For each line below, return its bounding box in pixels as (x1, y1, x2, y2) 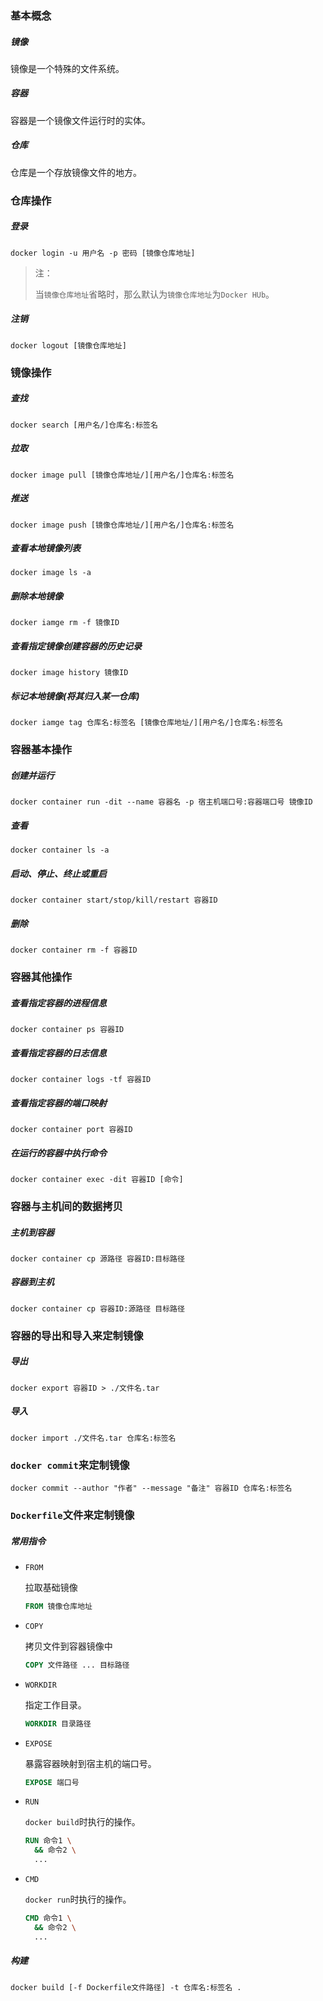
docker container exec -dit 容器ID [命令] (10, 1174, 184, 1184)
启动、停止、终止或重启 (10, 867, 107, 879)
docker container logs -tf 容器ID (10, 1075, 152, 1085)
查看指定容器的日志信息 (10, 1047, 107, 1059)
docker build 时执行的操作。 (24, 1816, 141, 1828)
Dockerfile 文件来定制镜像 (10, 1508, 135, 1522)
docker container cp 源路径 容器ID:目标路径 (10, 1253, 185, 1264)
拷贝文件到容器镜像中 (24, 1640, 113, 1652)
